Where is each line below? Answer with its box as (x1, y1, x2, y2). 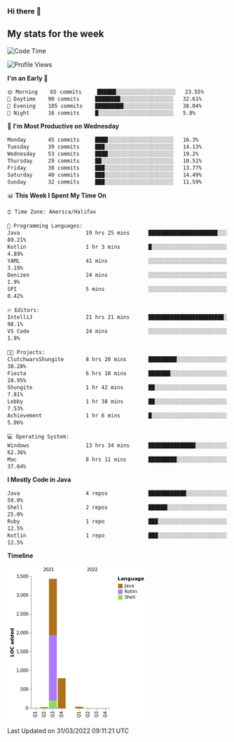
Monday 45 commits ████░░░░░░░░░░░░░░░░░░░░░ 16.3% (7, 136, 199, 143)
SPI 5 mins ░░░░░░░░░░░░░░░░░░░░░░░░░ (7, 285, 228, 292)
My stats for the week (7, 28, 104, 40)
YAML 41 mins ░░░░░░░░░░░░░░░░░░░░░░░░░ (7, 257, 228, 264)
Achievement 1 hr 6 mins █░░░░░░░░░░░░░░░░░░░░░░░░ (7, 412, 228, 419)
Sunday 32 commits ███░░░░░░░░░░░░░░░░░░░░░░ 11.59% (7, 178, 202, 185)
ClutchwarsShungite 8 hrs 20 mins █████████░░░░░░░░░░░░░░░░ (7, 356, 228, 363)
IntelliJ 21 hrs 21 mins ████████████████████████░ (7, 313, 228, 320)
